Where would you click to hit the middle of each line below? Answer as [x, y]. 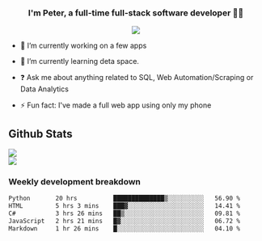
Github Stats [40, 134]
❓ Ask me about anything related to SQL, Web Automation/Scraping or [137, 78]
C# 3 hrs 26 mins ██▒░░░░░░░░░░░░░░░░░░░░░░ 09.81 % [125, 214]
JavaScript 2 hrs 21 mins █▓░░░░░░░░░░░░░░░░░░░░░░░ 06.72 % [125, 222]
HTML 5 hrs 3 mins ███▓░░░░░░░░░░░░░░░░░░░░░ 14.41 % [125, 206]
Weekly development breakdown [75, 182]
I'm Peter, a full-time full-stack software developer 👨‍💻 [136, 13]
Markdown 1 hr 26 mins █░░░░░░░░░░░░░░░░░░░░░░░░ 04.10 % [125, 228]
